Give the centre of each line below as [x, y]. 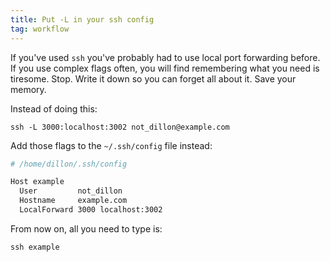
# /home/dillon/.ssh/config [69, 164]
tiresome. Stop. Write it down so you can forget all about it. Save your [153, 78]
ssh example [35, 247]
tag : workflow [40, 29]
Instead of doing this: [54, 108]
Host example [37, 182]
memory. [28, 89]
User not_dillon [71, 191]
